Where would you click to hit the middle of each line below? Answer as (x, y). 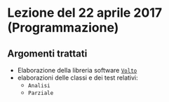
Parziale (41, 93)
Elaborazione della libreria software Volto (77, 70)
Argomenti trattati (47, 53)
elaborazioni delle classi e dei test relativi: (77, 78)
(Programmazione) (63, 28)
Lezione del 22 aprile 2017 (85, 13)
